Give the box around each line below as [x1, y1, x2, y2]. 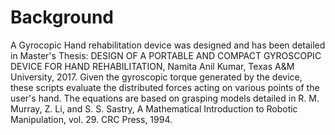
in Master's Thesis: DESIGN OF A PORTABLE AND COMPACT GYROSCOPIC [10, 49, 322, 61]
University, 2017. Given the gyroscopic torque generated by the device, [10, 71, 303, 83]
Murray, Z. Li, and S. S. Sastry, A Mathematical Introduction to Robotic [10, 102, 298, 115]
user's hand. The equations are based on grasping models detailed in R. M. [10, 92, 320, 104]
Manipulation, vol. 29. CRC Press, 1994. [10, 113, 173, 125]
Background [10, 6, 114, 29]
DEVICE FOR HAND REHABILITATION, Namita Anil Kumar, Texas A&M [10, 60, 295, 72]
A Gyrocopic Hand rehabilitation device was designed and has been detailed [10, 39, 326, 51]
